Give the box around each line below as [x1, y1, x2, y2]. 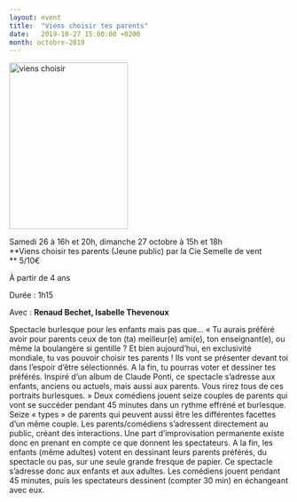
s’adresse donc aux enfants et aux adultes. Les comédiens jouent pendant [9, 466, 281, 476]
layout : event [9, 12, 62, 22]
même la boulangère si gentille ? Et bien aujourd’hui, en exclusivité [9, 343, 252, 354]
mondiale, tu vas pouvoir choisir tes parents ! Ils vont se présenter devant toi [9, 353, 288, 363]
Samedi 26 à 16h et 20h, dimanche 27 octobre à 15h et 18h [9, 236, 223, 247]
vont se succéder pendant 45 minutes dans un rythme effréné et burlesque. [9, 400, 286, 410]
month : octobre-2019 [9, 37, 86, 47]
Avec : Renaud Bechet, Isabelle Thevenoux [9, 307, 170, 318]
